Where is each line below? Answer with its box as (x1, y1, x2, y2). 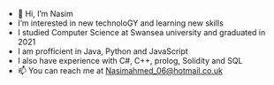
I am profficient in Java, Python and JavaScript (17, 46, 188, 57)
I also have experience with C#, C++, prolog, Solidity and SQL (17, 56, 243, 66)
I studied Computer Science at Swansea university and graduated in (17, 27, 266, 37)
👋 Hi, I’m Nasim (17, 9, 73, 19)
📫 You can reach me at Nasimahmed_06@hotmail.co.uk (17, 66, 224, 75)
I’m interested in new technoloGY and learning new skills (17, 18, 224, 28)
